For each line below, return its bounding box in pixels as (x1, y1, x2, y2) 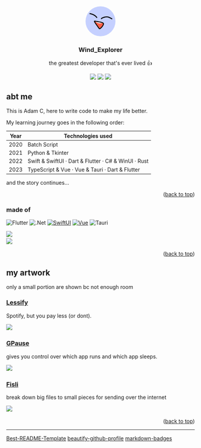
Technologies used (63, 132, 112, 139)
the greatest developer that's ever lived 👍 (48, 60, 153, 67)
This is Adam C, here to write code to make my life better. (6, 108, 148, 115)
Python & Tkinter (28, 150, 69, 157)
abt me (6, 92, 33, 102)
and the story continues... (6, 179, 69, 187)
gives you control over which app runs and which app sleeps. (6, 353, 157, 360)
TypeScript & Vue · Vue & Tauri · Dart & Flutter (28, 166, 141, 173)
